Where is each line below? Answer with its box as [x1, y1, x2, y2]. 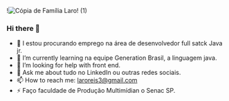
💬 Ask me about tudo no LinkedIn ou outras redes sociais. [16, 69, 181, 77]
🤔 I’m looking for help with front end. [16, 61, 121, 69]
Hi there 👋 [6, 23, 41, 33]
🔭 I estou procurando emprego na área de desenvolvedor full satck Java [16, 39, 223, 47]
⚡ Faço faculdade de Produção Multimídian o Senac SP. [16, 87, 176, 95]
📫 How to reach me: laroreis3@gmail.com [16, 76, 138, 85]
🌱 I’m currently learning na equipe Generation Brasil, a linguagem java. [16, 54, 217, 62]
